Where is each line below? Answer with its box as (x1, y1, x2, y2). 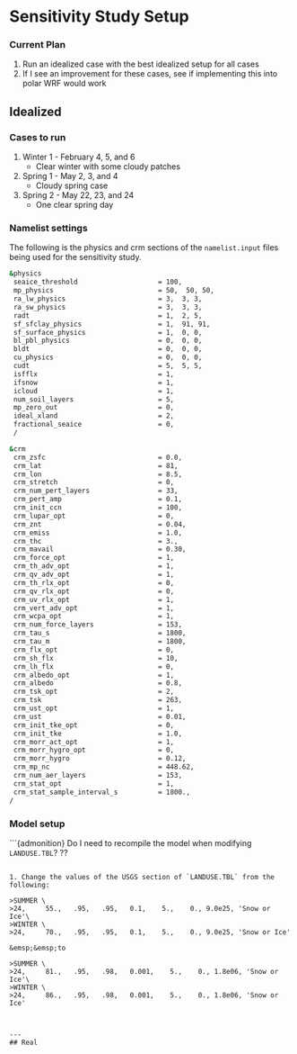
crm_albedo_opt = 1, (13, 671, 175, 680)
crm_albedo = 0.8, (13, 679, 182, 688)
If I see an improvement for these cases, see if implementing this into (22, 68, 278, 79)
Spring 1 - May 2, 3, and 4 (22, 171, 118, 182)
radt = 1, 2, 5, (13, 311, 203, 320)
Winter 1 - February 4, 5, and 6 (22, 151, 135, 163)
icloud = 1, (13, 386, 175, 395)
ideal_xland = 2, (13, 411, 175, 420)
